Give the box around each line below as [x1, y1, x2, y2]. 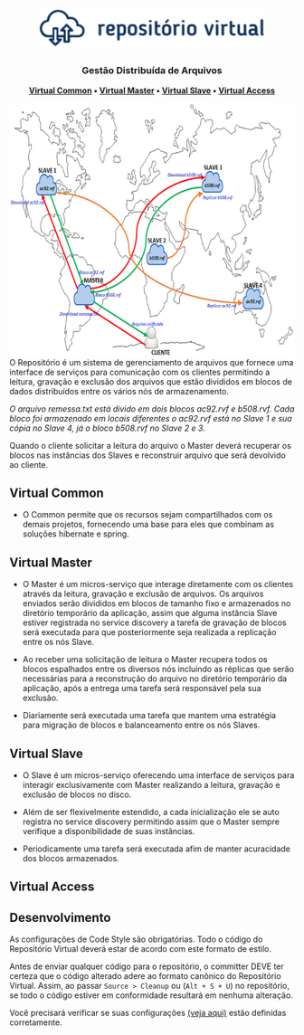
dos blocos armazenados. [22, 852, 119, 863]
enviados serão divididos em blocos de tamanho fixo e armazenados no [22, 598, 291, 609]
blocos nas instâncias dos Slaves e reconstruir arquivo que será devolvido [9, 450, 287, 461]
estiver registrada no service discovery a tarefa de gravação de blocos [22, 617, 287, 628]
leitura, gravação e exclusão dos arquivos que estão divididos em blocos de [9, 375, 292, 387]
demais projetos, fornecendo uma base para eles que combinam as [22, 519, 274, 530]
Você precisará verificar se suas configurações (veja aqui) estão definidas [9, 1008, 287, 1019]
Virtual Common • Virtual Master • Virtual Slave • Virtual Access [28, 85, 276, 96]
